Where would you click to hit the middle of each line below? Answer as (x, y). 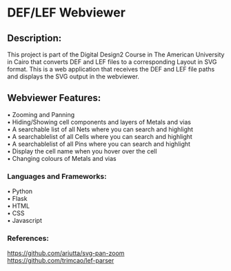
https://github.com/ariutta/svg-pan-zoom (66, 253)
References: (28, 239)
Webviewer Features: (54, 98)
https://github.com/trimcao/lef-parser (61, 261)
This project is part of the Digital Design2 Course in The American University (116, 54)
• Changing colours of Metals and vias (62, 158)
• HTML (18, 206)
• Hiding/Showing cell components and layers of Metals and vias (99, 122)
